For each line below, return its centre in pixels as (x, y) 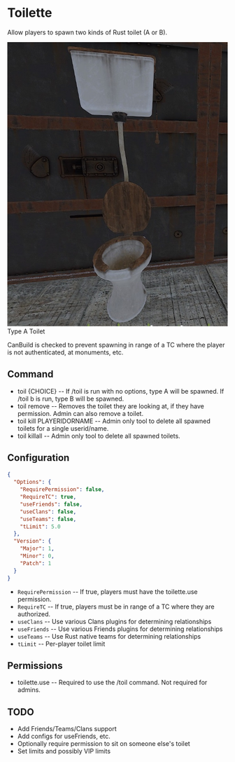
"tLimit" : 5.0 (40, 527)
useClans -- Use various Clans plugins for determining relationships (114, 621)
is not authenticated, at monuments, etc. (65, 352)
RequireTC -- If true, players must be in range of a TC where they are (116, 607)
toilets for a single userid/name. (63, 428)
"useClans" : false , (48, 512)
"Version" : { (33, 541)
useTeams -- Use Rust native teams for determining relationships (109, 636)
